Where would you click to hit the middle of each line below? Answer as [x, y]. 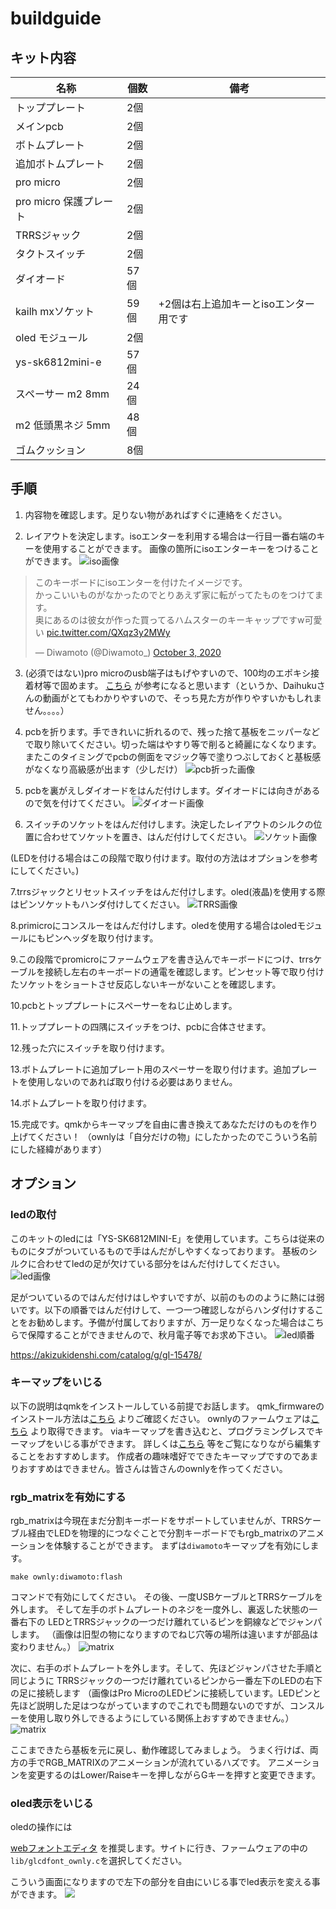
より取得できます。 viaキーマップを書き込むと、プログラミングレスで [172, 1431]
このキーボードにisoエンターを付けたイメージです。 [141, 582]
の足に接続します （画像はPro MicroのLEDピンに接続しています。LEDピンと [166, 1693]
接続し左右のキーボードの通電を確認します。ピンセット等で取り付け [184, 971]
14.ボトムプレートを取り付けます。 [81, 1103]
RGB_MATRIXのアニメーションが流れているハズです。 [155, 1763]
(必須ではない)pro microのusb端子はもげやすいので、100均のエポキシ [168, 673]
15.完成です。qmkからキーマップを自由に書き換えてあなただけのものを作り [164, 1124]
